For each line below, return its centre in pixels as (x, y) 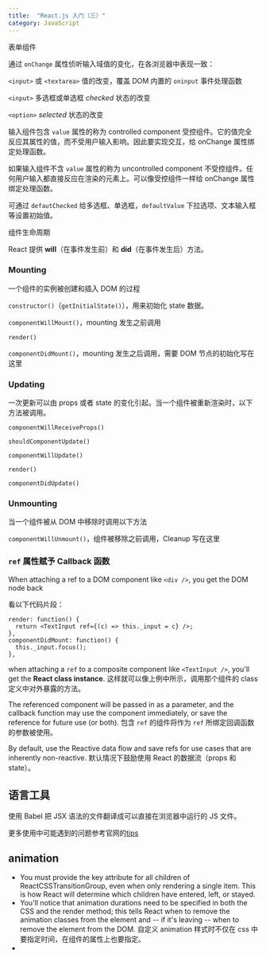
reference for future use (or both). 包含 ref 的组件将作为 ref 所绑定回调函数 (131, 722)
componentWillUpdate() (46, 456)
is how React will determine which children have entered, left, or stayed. (137, 894)
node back (26, 587)
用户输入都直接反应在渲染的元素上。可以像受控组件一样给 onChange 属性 (135, 178)
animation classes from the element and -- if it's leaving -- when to (129, 920)
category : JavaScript (44, 23)
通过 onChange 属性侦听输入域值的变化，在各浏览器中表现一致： (112, 64)
